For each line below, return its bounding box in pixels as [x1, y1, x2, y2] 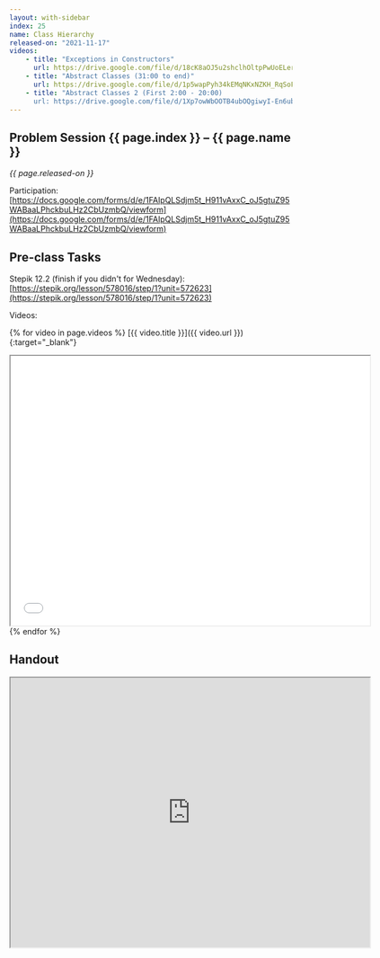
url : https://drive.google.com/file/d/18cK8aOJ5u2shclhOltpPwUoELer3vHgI [32, 64, 316, 73]
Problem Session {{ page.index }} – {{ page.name [9, 129, 291, 145]
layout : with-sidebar [9, 13, 91, 22]
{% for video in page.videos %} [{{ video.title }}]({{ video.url [9, 327, 232, 338]
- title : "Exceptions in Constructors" [25, 55, 175, 64]
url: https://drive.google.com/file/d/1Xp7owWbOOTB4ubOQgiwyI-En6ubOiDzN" [32, 96, 320, 106]
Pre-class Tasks [9, 249, 102, 265]
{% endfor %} [9, 626, 61, 636]
